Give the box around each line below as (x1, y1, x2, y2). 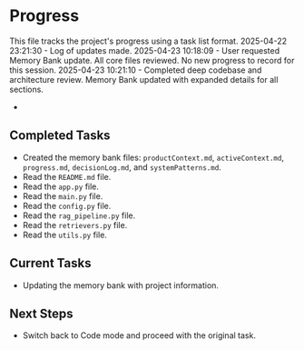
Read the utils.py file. (22, 229, 107, 240)
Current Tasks (9, 255, 92, 271)
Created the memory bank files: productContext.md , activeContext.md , (22, 152, 284, 163)
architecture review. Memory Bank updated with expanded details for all (9, 74, 279, 85)
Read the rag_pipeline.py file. (22, 210, 136, 221)
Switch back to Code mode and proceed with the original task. (22, 330, 257, 341)
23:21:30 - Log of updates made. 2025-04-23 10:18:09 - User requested (9, 45, 280, 55)
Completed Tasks (9, 128, 111, 144)
